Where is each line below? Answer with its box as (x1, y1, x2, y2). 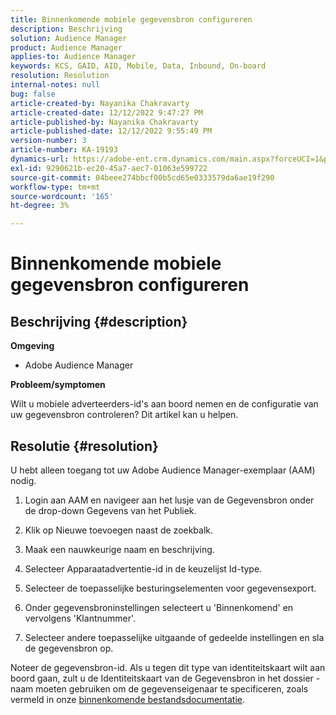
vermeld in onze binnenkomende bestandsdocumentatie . (10, 693, 246, 705)
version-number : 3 (10, 136, 87, 146)
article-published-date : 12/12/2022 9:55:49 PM (10, 126, 213, 136)
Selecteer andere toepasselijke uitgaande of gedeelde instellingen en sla (24, 631, 325, 643)
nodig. (10, 474, 37, 486)
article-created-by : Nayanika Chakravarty (10, 98, 190, 108)
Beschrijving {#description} (10, 313, 188, 330)
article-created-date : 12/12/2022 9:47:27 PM (10, 107, 203, 118)
